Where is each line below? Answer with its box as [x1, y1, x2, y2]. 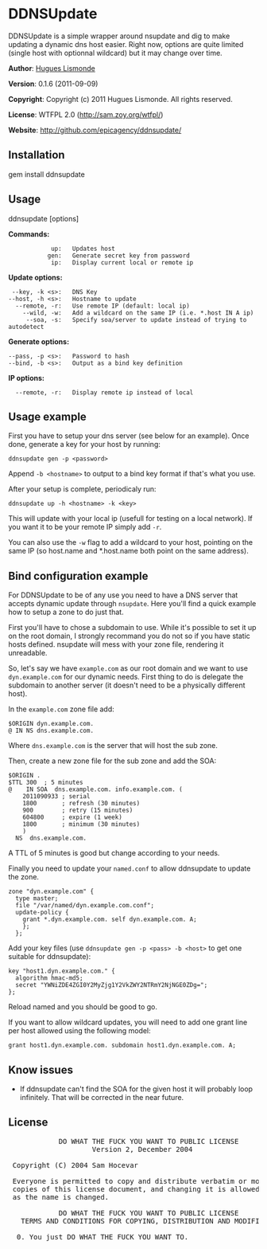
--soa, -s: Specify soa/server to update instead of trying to [25, 315, 247, 323]
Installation [8, 148, 65, 162]
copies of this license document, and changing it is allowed [12, 1184, 260, 1193]
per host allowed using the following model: [8, 1026, 151, 1036]
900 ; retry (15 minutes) [22, 806, 133, 815]
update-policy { [15, 909, 69, 917]
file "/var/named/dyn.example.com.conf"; [15, 902, 155, 910]
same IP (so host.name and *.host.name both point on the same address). [8, 546, 249, 556]
